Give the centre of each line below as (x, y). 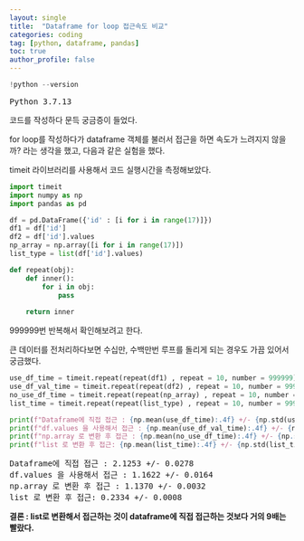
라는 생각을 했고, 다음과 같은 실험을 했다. (94, 150)
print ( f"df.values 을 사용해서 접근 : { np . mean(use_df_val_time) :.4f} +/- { (151, 428)
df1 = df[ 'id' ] (38, 228)
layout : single (38, 18)
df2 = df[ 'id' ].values (52, 237)
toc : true (28, 52)
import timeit (36, 186)
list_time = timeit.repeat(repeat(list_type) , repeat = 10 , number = (145, 403)
